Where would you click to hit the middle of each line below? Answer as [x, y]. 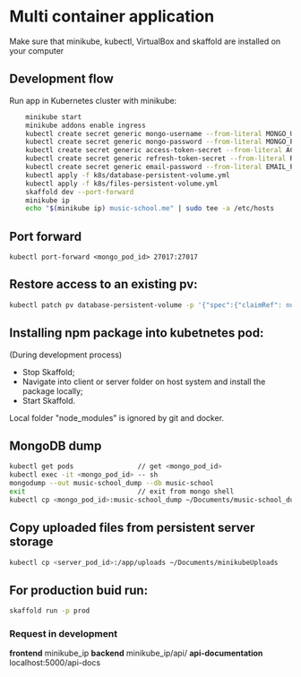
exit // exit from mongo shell [122, 492]
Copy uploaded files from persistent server [132, 528]
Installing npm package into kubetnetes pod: [137, 333]
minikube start [54, 117]
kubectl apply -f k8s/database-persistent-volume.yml [128, 175]
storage [31, 542]
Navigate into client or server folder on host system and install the [144, 381]
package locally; [52, 390]
